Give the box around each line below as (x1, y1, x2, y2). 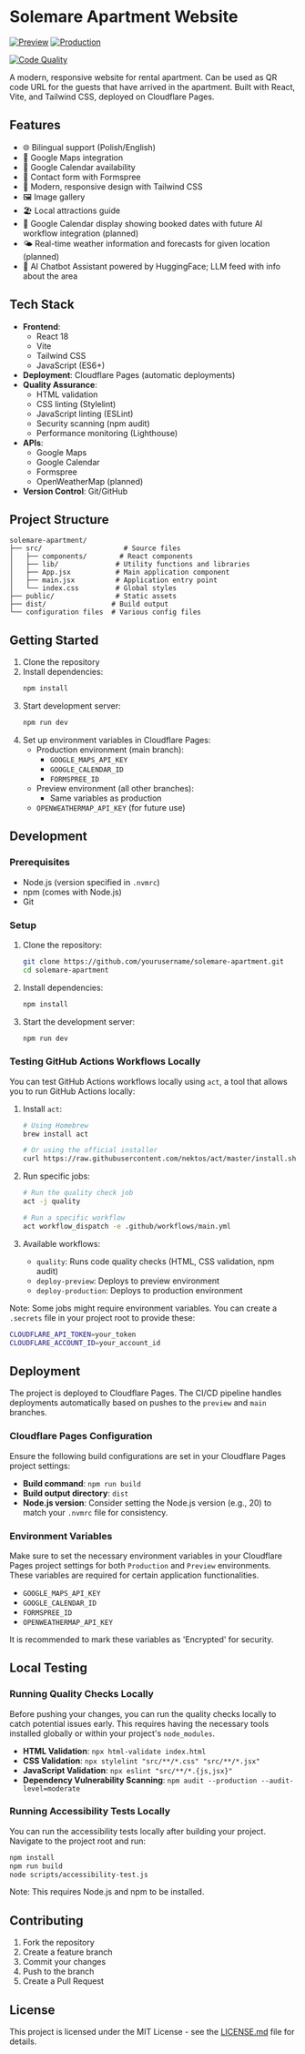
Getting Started (9, 632, 99, 648)
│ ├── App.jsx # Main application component (9, 567, 230, 577)
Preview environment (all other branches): (36, 782, 194, 793)
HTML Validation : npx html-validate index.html (22, 1745, 207, 1756)
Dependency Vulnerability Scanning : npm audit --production (22, 1774, 258, 1785)
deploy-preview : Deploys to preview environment (36, 1275, 220, 1286)
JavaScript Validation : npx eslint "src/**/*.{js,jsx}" (22, 1764, 233, 1775)
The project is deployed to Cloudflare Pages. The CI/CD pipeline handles (9, 1387, 282, 1399)
